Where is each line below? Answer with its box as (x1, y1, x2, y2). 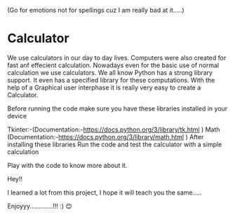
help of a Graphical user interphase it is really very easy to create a (7, 83, 201, 92)
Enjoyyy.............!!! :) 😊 (7, 202, 72, 210)
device (7, 111, 27, 120)
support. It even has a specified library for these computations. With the (7, 76, 215, 84)
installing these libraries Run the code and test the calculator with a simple (7, 140, 222, 148)
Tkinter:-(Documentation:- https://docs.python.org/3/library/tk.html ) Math (7, 125, 220, 134)
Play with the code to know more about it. (7, 161, 128, 169)
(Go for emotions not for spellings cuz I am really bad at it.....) (7, 6, 184, 14)
